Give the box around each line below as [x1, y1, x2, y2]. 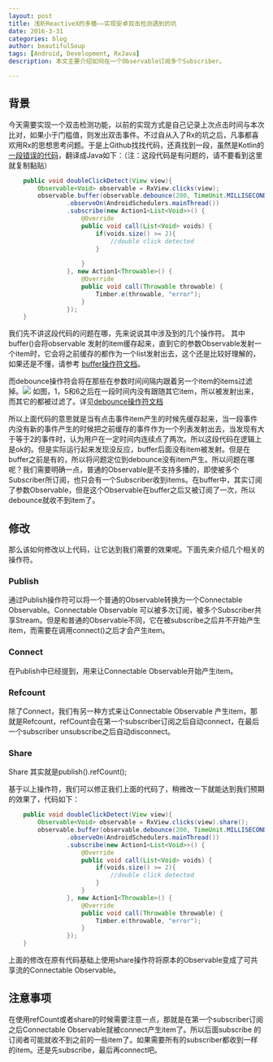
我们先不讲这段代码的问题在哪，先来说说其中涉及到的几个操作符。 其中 [8, 329, 245, 339]
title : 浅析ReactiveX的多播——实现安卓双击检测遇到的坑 [8, 20, 177, 28]
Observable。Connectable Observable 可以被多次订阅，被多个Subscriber [8, 605, 255, 615]
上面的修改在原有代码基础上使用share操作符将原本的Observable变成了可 [8, 955, 251, 965]
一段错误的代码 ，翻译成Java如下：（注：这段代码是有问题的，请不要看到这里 [8, 150, 263, 160]
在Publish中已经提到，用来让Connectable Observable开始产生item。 [8, 666, 238, 675]
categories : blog [8, 34, 67, 43]
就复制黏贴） [8, 160, 51, 170]
